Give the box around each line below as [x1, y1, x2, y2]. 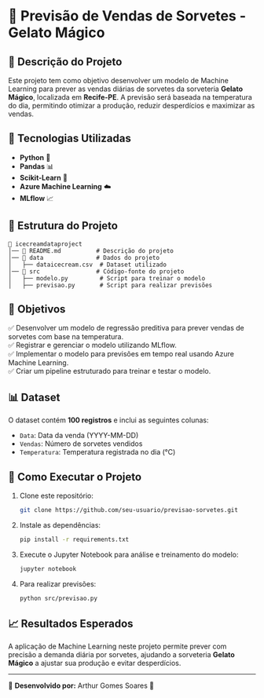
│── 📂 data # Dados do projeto [8, 254, 159, 261]
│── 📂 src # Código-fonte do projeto [8, 267, 185, 276]
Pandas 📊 [19, 161, 54, 171]
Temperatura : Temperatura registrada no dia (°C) [19, 448, 176, 457]
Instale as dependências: [19, 520, 101, 529]
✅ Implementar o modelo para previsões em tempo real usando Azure [8, 349, 234, 359]
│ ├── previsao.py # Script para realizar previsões [8, 281, 213, 289]
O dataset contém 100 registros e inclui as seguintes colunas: [8, 415, 209, 425]
